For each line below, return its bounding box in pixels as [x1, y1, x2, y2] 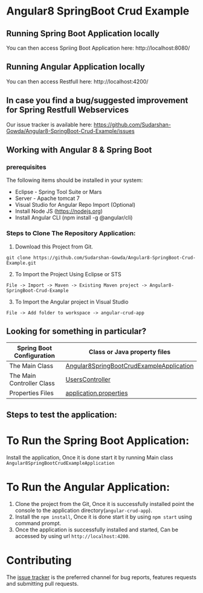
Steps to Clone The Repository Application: [6, 229, 136, 238]
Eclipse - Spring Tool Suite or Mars [14, 189, 102, 196]
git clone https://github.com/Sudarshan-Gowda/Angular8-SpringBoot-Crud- [6, 254, 196, 261]
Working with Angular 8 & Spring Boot [6, 145, 152, 155]
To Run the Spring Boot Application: [6, 434, 190, 447]
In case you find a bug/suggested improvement [6, 96, 188, 106]
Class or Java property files [88, 348, 171, 356]
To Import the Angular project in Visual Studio [14, 298, 129, 305]
